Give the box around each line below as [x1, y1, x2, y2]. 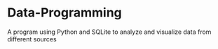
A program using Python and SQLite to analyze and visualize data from [7, 28, 212, 36]
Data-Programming [7, 5, 123, 21]
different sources [7, 35, 57, 43]
